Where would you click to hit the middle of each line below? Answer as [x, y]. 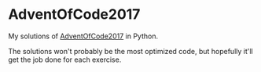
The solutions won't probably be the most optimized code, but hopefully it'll [130, 51]
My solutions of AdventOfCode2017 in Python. [83, 36]
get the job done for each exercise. [65, 59]
